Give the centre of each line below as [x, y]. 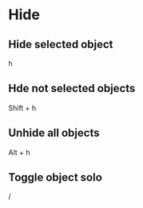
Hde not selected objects [72, 88]
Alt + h [19, 152]
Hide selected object [61, 44]
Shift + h [22, 108]
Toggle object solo [55, 178]
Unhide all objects [54, 133]
